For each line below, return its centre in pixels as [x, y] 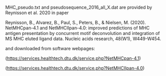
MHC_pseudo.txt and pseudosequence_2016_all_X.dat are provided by [79, 7]
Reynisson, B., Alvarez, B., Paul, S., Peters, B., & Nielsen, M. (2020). [76, 23]
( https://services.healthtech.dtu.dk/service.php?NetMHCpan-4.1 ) [73, 58]
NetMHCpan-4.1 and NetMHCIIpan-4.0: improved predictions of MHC [78, 28]
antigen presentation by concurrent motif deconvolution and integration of [83, 33]
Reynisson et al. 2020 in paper [37, 13]
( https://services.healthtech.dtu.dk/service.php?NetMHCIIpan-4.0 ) [75, 68]
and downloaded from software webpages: [50, 48]
